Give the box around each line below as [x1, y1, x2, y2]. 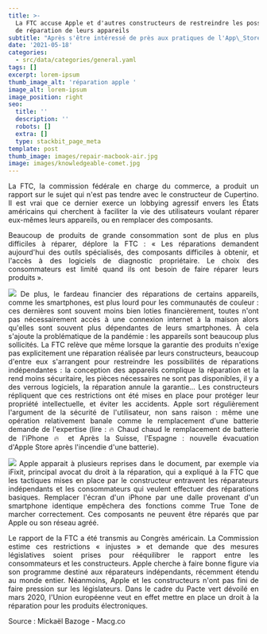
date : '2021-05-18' [8, 41, 73, 49]
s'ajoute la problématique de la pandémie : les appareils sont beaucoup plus [8, 332, 259, 341]
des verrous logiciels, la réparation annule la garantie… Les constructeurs [8, 383, 259, 392]
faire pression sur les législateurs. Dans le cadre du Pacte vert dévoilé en [8, 584, 259, 593]
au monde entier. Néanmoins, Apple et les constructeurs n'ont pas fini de [8, 576, 259, 585]
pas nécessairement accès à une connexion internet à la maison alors [8, 315, 259, 325]
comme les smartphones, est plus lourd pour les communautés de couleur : [8, 298, 259, 307]
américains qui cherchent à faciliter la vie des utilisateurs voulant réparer [8, 207, 259, 216]
